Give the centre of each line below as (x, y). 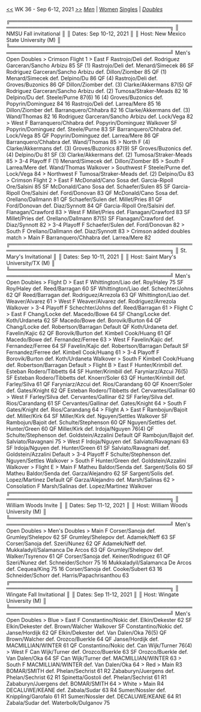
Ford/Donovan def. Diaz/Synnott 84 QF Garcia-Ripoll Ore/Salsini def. (91, 206)
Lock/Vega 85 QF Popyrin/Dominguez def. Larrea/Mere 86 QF (83, 136)
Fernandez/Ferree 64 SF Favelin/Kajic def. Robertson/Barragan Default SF (98, 346)
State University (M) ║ (34, 40)
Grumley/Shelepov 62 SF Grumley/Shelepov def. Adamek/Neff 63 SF (91, 537)
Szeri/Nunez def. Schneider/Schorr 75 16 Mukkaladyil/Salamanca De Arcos (99, 563)
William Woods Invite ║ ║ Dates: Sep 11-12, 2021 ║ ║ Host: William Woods (97, 505)
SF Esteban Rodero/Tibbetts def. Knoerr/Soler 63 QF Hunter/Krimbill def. (96, 378)
